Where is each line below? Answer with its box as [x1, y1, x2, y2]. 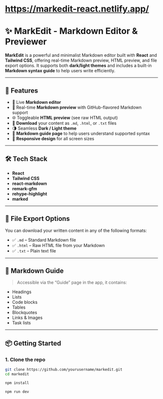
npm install [5, 380, 29, 385]
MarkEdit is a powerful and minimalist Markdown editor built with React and [5, 52, 157, 58]
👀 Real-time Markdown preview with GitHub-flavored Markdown [12, 104, 142, 110]
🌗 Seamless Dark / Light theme [12, 125, 77, 131]
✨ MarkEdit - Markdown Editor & [5, 26, 138, 37]
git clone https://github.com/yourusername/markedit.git [5, 367, 123, 372]
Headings [12, 289, 32, 295]
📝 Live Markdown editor [12, 99, 62, 105]
